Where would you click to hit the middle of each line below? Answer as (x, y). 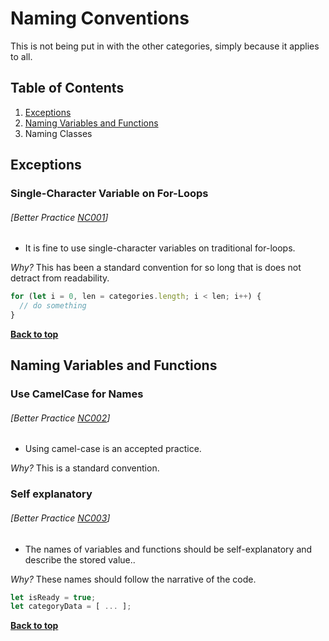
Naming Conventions (100, 18)
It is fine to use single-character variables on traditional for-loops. (160, 248)
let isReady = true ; (53, 597)
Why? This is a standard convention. (85, 468)
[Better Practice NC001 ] (59, 217)
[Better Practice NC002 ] (60, 418)
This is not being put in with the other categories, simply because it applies (165, 46)
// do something (53, 306)
